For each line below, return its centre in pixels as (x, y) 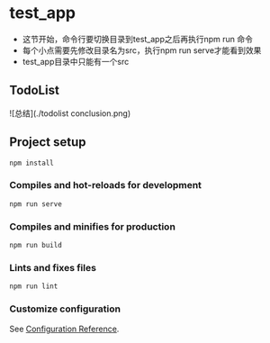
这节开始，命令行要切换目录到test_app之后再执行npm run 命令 (138, 39)
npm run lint (34, 286)
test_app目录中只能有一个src (76, 61)
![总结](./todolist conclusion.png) (70, 113)
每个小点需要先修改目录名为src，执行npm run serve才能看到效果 (142, 50)
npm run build (36, 246)
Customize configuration (65, 309)
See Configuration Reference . (64, 329)
